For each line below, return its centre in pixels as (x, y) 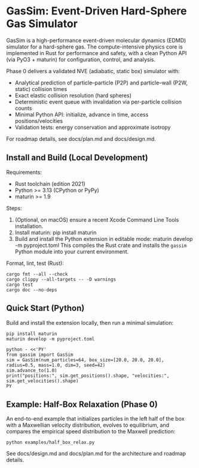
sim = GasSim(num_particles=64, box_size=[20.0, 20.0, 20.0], (85, 360)
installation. (29, 226)
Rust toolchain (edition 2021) (50, 183)
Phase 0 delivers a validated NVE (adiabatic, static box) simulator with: (93, 71)
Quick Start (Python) (45, 308)
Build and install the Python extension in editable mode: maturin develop (104, 238)
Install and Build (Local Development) (77, 158)
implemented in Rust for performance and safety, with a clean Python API (97, 53)
